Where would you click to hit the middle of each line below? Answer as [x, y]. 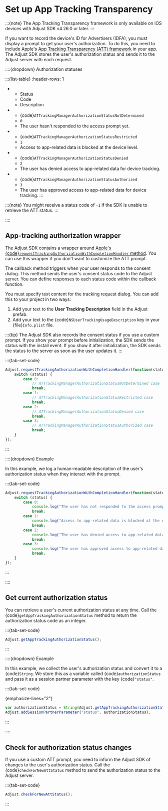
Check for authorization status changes [68, 748]
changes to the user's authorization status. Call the [58, 765]
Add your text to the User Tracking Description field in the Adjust [80, 309]
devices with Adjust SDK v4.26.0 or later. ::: [50, 28]
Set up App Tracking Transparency [79, 9]
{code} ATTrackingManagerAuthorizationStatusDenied [74, 158]
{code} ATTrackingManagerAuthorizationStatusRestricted [78, 136]
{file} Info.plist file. [33, 325]
